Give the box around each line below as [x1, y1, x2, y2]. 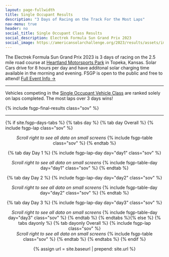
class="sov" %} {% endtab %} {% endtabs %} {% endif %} [23, 236, 146, 242]
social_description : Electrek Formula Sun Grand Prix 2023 [5, 36, 132, 41]
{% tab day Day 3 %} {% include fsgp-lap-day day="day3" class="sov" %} [7, 200, 162, 206]
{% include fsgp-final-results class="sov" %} [5, 105, 99, 111]
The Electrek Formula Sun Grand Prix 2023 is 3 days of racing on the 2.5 [5, 54, 156, 60]
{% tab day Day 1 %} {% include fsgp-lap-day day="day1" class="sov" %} [7, 150, 162, 156]
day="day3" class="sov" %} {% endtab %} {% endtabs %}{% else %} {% [8, 215, 161, 221]
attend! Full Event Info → [5, 75, 56, 81]
